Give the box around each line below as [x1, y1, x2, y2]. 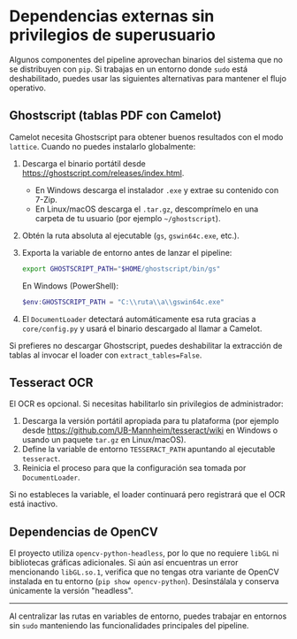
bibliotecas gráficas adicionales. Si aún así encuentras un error [9, 558, 239, 568]
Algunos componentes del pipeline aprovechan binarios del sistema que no [9, 54, 283, 65]
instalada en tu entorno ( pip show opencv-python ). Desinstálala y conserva [9, 576, 280, 587]
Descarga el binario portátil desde [21, 158, 146, 169]
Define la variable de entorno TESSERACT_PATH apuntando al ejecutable [21, 444, 276, 455]
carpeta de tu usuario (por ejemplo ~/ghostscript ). [34, 212, 221, 223]
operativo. [9, 82, 47, 93]
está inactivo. [9, 498, 58, 510]
